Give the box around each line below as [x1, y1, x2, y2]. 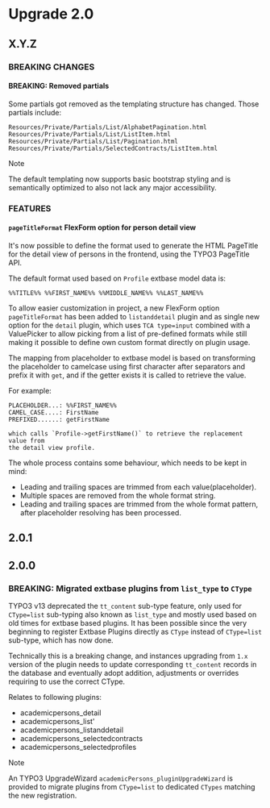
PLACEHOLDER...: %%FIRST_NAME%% [8, 401, 117, 410]
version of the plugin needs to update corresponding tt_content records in [8, 659, 257, 669]
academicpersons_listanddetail [19, 725, 123, 735]
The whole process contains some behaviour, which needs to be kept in [8, 457, 247, 468]
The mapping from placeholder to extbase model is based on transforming [8, 352, 256, 363]
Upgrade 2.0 [8, 5, 94, 23]
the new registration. [8, 790, 77, 800]
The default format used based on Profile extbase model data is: [8, 273, 226, 283]
